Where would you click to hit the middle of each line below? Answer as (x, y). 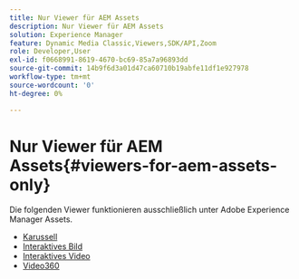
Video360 (41, 266)
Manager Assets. (41, 219)
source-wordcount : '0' (52, 85)
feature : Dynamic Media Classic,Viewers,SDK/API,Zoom (113, 43)
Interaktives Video (56, 256)
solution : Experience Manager (67, 34)
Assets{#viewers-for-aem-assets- (144, 165)
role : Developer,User (50, 52)
